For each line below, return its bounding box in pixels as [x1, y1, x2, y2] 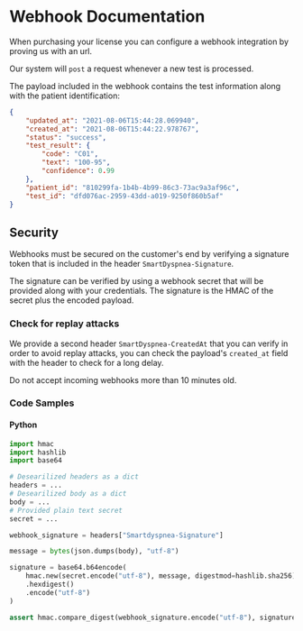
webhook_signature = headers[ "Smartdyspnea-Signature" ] [9, 530, 224, 540]
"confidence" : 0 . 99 [41, 167, 115, 176]
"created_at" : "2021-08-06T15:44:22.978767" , [25, 124, 200, 133]
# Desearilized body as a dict [9, 489, 127, 498]
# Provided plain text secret [9, 506, 124, 515]
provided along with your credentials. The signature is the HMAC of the [9, 286, 274, 297]
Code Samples [9, 397, 75, 409]
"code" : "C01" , [41, 150, 99, 159]
